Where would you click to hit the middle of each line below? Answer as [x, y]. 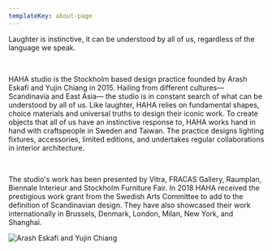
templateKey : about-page [50, 16]
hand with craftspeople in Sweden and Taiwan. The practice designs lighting [136, 130]
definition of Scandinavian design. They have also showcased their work [130, 205]
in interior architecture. [47, 147]
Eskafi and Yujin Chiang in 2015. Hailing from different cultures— [117, 87]
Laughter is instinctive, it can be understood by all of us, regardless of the [132, 39]
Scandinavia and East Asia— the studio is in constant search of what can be [135, 96]
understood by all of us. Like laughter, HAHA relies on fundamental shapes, [134, 104]
